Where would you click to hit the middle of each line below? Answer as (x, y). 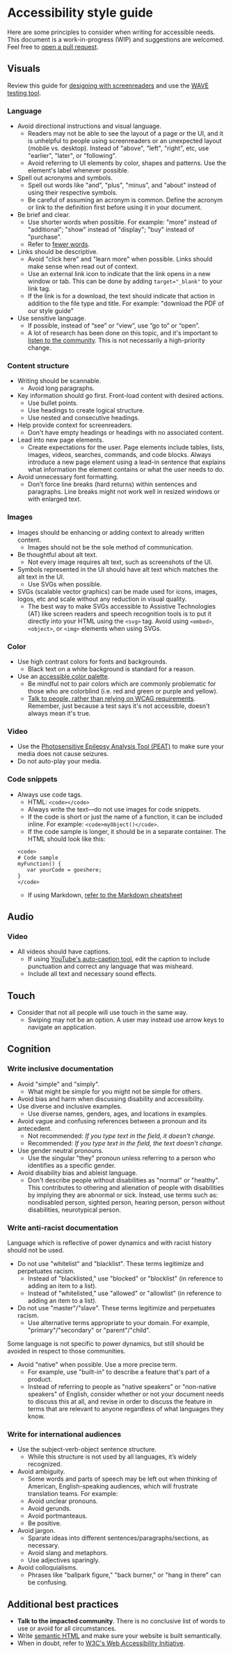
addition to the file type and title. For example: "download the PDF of (126, 303)
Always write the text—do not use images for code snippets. (114, 809)
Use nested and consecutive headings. (83, 418)
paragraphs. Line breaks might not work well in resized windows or (124, 492)
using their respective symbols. (73, 193)
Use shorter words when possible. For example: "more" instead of (122, 222)
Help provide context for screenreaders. (75, 425)
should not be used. (36, 1251)
